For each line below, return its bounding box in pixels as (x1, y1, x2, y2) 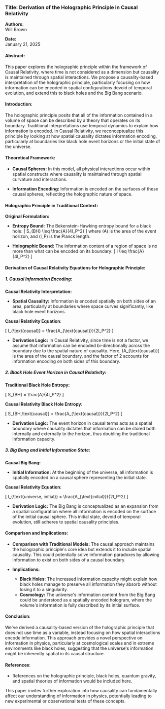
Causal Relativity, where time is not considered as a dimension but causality (5, 69, 159, 75)
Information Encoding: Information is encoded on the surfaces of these (12, 186, 159, 191)
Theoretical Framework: (5, 155, 56, 161)
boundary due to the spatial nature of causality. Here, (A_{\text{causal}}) (12, 347, 160, 354)
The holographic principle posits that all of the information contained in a (5, 112, 153, 118)
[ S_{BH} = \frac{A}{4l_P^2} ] (5, 391, 64, 397)
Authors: (5, 21, 24, 27)
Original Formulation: (5, 214, 50, 220)
